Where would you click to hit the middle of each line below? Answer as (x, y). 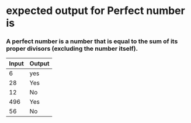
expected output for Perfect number (95, 11)
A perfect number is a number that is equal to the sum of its (92, 41)
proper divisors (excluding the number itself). (72, 49)
